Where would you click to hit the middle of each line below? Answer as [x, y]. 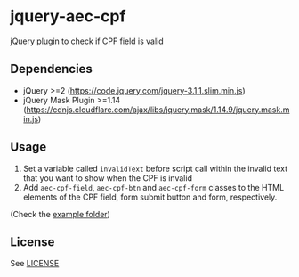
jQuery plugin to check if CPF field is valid [87, 41]
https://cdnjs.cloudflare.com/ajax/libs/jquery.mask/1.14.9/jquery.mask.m [158, 110]
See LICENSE [35, 264]
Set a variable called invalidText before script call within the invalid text [155, 168]
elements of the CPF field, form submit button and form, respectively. [150, 197]
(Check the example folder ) [60, 214]
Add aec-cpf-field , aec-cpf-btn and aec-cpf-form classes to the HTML [154, 187]
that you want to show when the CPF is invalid [107, 178]
